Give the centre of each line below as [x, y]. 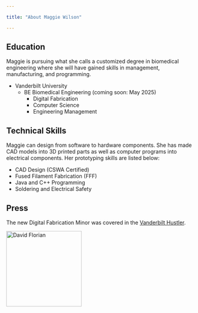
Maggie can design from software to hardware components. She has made [99, 145]
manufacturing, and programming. [49, 74]
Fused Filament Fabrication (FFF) [56, 176]
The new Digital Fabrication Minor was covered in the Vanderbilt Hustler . [96, 223]
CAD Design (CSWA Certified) [52, 170]
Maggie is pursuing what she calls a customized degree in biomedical [93, 62]
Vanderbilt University [41, 86]
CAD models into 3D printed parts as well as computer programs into [92, 152]
